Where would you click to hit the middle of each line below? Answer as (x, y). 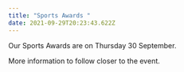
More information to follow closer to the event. (84, 61)
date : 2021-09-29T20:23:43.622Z (62, 23)
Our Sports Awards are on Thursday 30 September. (92, 45)
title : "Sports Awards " (49, 15)
